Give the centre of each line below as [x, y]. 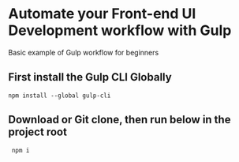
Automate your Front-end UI [102, 14]
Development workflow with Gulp [120, 30]
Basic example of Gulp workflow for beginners [84, 52]
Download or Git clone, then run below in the [119, 120]
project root [37, 132]
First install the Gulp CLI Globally [90, 77]
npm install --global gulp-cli [60, 96]
